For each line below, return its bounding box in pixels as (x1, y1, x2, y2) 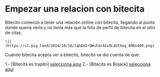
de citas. (5, 30, 22, 35)
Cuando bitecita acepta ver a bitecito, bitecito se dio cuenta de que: (5, 52, 140, 58)
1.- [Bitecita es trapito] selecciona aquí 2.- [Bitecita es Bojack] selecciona (5, 61, 151, 67)
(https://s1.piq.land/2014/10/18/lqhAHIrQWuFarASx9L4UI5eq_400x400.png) (5, 43, 155, 48)
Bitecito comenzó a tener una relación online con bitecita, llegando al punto (5, 19, 155, 25)
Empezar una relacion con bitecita (5, 3, 145, 15)
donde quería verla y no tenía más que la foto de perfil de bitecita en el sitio (5, 24, 156, 30)
